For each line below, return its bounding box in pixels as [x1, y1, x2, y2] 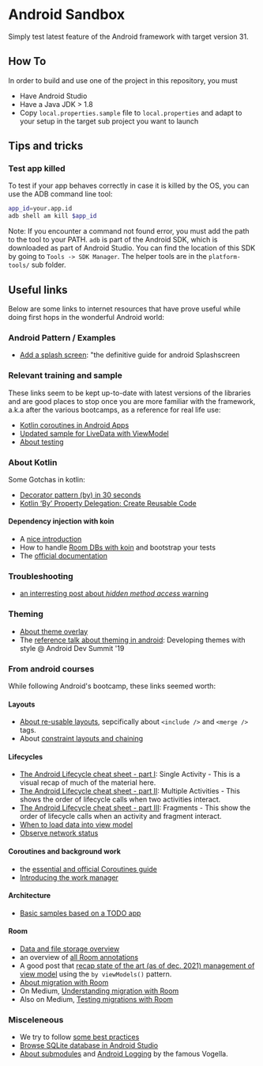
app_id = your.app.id [8, 204, 73, 213]
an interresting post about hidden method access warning [19, 588, 209, 599]
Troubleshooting [8, 571, 73, 582]
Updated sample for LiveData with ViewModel [19, 428, 169, 438]
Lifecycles [8, 752, 43, 761]
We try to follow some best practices [19, 1032, 140, 1042]
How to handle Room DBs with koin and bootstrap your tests [19, 543, 216, 552]
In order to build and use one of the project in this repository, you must [8, 75, 239, 85]
